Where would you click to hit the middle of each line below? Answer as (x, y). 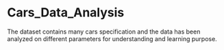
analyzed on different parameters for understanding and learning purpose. (112, 38)
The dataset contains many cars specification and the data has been (104, 32)
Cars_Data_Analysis (66, 13)
